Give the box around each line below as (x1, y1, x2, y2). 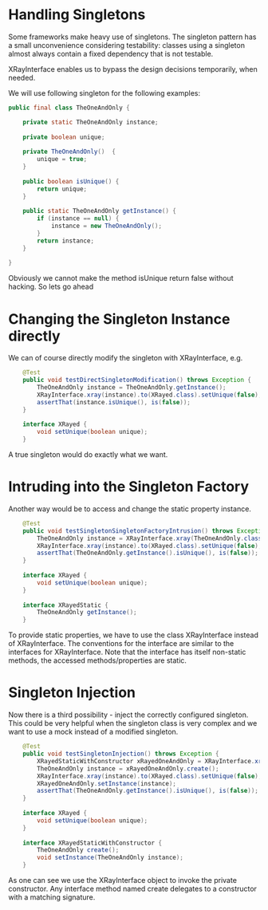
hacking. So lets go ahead (8, 282, 94, 292)
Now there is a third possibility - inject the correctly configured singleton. (8, 710, 249, 719)
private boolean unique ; (22, 133, 105, 141)
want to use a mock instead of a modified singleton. (8, 727, 179, 737)
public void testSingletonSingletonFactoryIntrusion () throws (22, 526, 234, 535)
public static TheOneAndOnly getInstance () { (22, 207, 177, 215)
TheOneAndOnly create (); (37, 846, 120, 854)
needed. (8, 73, 36, 82)
